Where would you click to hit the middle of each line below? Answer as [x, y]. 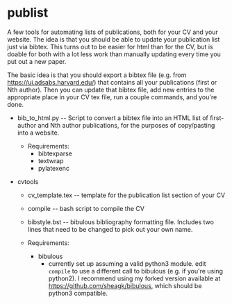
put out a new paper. [37, 61]
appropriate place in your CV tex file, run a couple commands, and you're [112, 97]
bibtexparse [55, 153]
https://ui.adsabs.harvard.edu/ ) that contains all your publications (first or [112, 82]
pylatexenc [53, 168]
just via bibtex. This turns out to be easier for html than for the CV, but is [110, 47]
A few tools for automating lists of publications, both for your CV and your [113, 32]
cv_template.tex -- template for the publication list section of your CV [126, 195]
